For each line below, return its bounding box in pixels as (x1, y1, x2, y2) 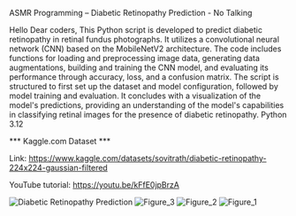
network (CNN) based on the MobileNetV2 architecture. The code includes (9, 43, 282, 54)
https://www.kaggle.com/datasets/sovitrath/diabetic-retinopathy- (28, 153, 267, 163)
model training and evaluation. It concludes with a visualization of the (9, 90, 262, 101)
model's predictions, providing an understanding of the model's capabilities (9, 100, 285, 110)
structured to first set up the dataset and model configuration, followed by (9, 81, 278, 91)
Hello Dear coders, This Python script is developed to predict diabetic (9, 25, 263, 35)
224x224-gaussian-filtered (9, 163, 108, 173)
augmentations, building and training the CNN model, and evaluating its (9, 62, 269, 73)
